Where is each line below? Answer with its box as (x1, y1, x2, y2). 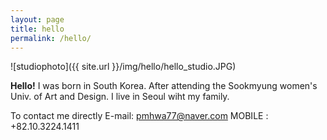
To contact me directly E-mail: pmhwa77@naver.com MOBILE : (10, 110, 269, 122)
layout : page (10, 14, 65, 25)
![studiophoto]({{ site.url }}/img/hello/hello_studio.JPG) (10, 61, 237, 73)
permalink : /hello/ (10, 33, 92, 43)
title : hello (10, 24, 65, 34)
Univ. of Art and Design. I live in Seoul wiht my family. (10, 91, 230, 103)
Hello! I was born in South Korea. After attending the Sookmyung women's (10, 80, 318, 92)
